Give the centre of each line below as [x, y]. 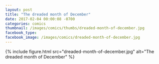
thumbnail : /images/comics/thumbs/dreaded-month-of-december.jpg [75, 28]
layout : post [19, 10]
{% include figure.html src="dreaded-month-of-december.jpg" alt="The [80, 51]
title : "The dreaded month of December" [48, 14]
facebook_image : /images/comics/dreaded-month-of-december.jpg [73, 38]
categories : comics [26, 24]
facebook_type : [21, 33]
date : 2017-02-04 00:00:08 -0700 [40, 19]
